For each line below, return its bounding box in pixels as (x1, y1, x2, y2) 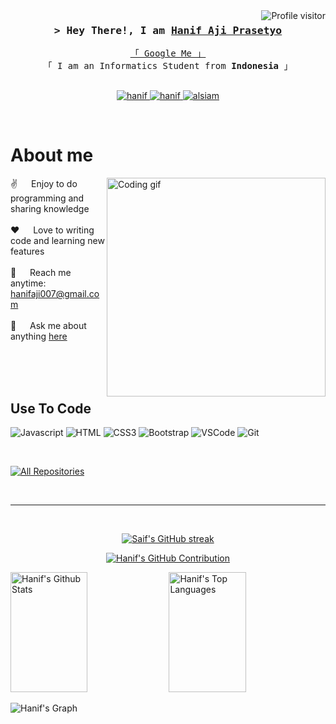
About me (10, 144, 94, 167)
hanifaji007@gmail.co (10, 288, 100, 300)
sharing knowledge (10, 203, 90, 215)
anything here (10, 330, 68, 343)
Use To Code (10, 400, 92, 417)
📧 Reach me (10, 267, 72, 279)
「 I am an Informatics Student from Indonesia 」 (43, 60, 293, 72)
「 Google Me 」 (129, 48, 207, 59)
